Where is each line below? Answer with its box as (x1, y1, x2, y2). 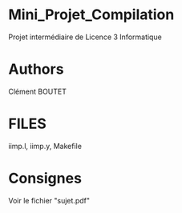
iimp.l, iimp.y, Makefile (8, 141, 83, 151)
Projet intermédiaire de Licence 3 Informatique (8, 32, 162, 42)
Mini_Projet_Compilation (8, 6, 175, 24)
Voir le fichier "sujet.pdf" (8, 195, 91, 205)
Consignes (8, 170, 83, 187)
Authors (8, 60, 64, 78)
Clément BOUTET (8, 86, 67, 96)
